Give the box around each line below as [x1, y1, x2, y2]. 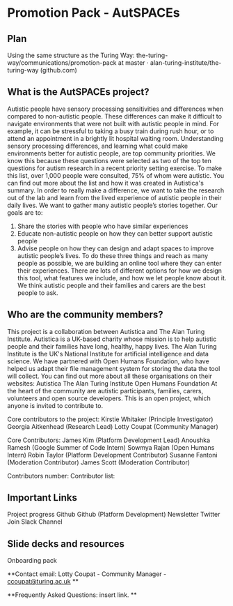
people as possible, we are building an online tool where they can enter [17, 259, 222, 267]
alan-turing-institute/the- [150, 59, 222, 67]
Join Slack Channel [7, 517, 63, 526]
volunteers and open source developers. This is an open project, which [7, 394, 211, 402]
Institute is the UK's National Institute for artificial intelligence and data [7, 349, 209, 358]
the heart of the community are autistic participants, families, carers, [7, 386, 204, 395]
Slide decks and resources [7, 538, 125, 550]
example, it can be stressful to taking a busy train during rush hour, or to [7, 127, 214, 135]
